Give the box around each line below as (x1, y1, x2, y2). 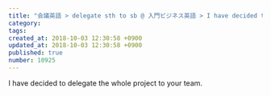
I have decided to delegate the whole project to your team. (8, 78, 203, 88)
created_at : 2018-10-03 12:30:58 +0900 (8, 34, 143, 42)
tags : (8, 26, 27, 34)
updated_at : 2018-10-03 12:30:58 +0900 (8, 42, 143, 50)
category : (8, 19, 42, 27)
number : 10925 (8, 57, 56, 65)
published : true (8, 49, 63, 57)
